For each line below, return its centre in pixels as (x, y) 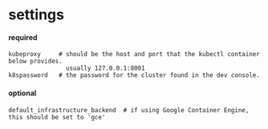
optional (22, 93)
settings (36, 15)
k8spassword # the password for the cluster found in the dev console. (134, 75)
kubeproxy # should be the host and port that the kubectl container (134, 54)
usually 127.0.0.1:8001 (106, 69)
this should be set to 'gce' (57, 117)
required (23, 37)
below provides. (35, 62)
